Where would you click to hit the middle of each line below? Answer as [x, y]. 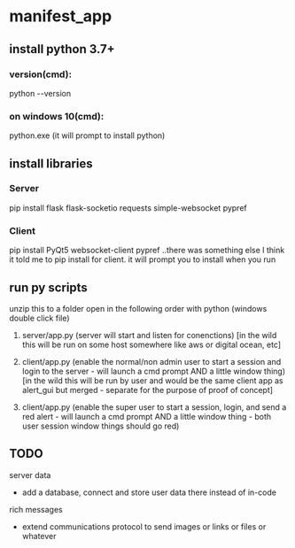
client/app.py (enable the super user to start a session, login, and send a [154, 407]
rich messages [36, 509]
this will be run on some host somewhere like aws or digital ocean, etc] [151, 344]
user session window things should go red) [101, 426]
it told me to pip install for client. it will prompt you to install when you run [143, 259]
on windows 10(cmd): [57, 116]
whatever [39, 536]
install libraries [51, 163]
